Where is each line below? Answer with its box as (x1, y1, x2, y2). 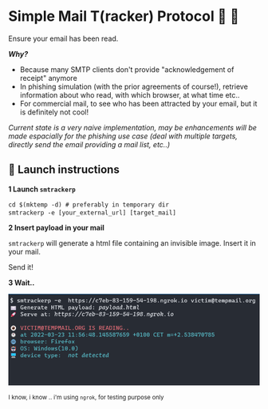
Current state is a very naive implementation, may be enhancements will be (8, 122, 258, 132)
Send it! (8, 262, 33, 271)
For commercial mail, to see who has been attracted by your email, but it (19, 98, 258, 108)
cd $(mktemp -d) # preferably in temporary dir (8, 200, 170, 209)
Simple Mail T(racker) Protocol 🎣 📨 (8, 7, 239, 26)
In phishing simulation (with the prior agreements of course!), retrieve (19, 82, 249, 91)
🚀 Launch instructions (8, 163, 120, 177)
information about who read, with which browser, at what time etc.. (19, 90, 240, 99)
